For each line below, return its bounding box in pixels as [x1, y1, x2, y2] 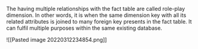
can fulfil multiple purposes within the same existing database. [6, 24, 162, 31]
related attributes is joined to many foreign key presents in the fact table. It [6, 18, 192, 25]
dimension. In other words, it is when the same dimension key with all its [6, 11, 186, 19]
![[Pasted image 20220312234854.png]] [6, 36, 107, 43]
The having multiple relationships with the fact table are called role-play [6, 5, 185, 12]
